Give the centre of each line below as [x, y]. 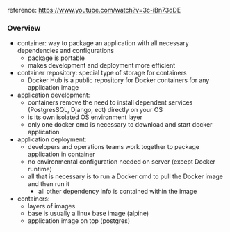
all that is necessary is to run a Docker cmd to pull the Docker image [125, 176]
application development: [54, 95]
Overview [24, 28]
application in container [61, 154]
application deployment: [52, 139]
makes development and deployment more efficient [101, 65]
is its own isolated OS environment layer [85, 117]
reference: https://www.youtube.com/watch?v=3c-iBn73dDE [94, 10]
